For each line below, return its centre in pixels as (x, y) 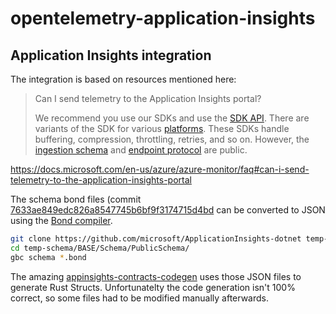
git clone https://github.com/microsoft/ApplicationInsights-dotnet (156, 239)
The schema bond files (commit (76, 199)
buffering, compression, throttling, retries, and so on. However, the (172, 139)
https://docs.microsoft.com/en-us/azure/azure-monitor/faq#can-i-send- (160, 169)
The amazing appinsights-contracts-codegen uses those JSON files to (156, 276)
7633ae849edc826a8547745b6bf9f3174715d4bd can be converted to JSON (168, 210)
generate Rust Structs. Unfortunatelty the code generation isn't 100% (153, 287)
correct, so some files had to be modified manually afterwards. (140, 298)
